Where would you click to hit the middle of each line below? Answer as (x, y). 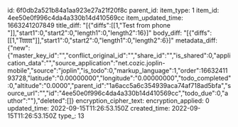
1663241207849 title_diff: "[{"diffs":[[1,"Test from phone (89, 25)
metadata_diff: (196, 40)
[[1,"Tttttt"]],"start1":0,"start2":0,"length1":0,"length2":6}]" (91, 40)
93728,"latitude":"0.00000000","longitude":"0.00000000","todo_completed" (119, 78)
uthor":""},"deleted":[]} (41, 101)
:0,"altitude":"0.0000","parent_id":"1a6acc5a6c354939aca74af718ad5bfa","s (119, 85)
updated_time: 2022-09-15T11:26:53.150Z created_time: (89, 108)
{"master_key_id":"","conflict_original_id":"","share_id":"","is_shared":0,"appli (119, 55)
